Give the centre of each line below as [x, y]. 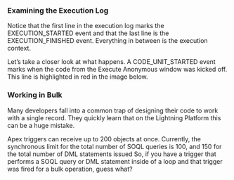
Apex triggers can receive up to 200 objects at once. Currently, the [104, 139]
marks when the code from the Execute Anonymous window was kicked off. [117, 70]
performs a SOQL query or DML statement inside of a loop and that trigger [115, 161]
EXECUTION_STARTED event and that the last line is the [88, 33]
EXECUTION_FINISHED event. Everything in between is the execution [108, 41]
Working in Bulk [35, 95]
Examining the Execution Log [58, 11]
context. [19, 49]
